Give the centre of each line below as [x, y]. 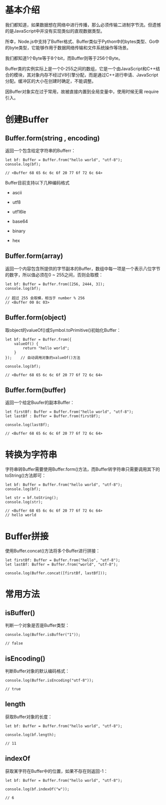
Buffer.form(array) [34, 256]
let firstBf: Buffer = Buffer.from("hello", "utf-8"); [63, 560]
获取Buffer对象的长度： [29, 716]
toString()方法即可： [26, 476]
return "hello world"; [46, 348]
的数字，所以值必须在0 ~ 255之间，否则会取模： [54, 274]
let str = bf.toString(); [32, 498]
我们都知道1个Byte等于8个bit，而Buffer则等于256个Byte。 [64, 58]
